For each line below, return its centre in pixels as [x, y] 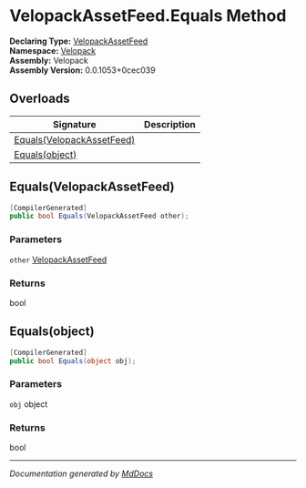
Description [170, 124]
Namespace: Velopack [53, 50]
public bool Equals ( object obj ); [73, 361]
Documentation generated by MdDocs [81, 473]
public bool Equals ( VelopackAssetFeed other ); [99, 216]
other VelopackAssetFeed [58, 259]
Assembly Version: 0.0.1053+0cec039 [83, 70]
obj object [29, 404]
